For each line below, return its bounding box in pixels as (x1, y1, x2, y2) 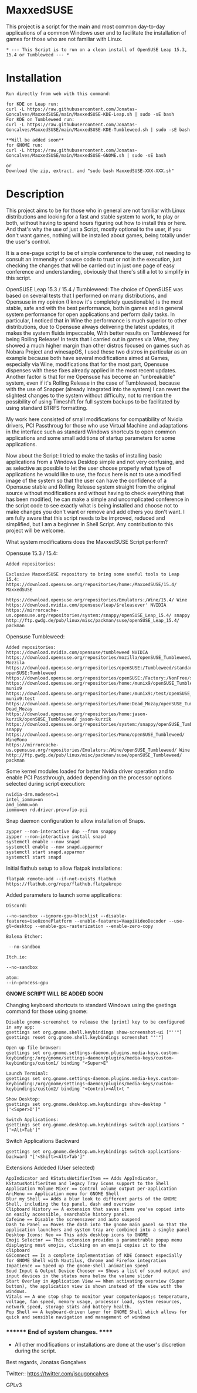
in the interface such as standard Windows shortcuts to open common (6, 428, 176, 435)
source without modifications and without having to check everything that (6, 489, 185, 496)
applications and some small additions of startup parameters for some (6, 434, 176, 441)
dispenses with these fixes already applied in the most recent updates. (6, 366, 177, 374)
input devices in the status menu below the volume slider (6, 1273, 154, 1279)
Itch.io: (6, 954, 28, 960)
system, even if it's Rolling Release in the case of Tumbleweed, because (6, 379, 181, 386)
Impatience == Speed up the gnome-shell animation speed (6, 1263, 148, 1268)
